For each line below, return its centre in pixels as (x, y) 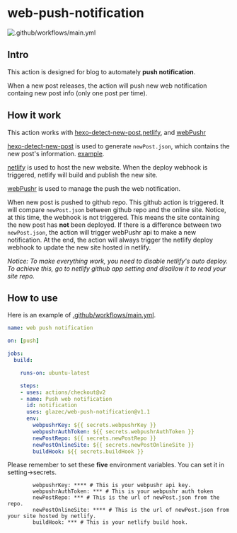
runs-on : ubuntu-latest (55, 373)
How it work (34, 116)
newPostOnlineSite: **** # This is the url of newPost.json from (131, 510)
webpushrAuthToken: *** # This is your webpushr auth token (123, 492)
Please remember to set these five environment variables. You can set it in (116, 465)
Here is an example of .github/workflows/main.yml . (82, 315)
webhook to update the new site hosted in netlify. (79, 247)
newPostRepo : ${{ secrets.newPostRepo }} (95, 438)
